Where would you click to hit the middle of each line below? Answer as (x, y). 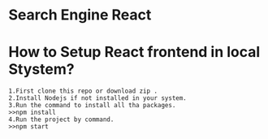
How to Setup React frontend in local (134, 52)
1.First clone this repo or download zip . (83, 91)
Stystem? (41, 69)
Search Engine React (80, 15)
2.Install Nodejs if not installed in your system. (97, 98)
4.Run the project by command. (61, 119)
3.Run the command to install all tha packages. (92, 106)
